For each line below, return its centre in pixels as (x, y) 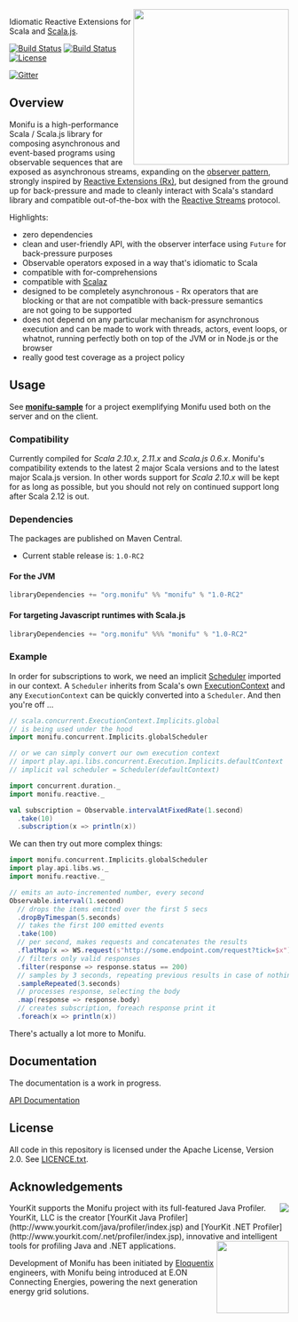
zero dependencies (57, 234)
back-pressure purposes (67, 253)
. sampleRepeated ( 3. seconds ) (69, 983)
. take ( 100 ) (37, 934)
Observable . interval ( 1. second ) (67, 901)
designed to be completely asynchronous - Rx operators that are (140, 291)
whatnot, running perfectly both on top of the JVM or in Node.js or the (150, 338)
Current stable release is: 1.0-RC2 (83, 556)
